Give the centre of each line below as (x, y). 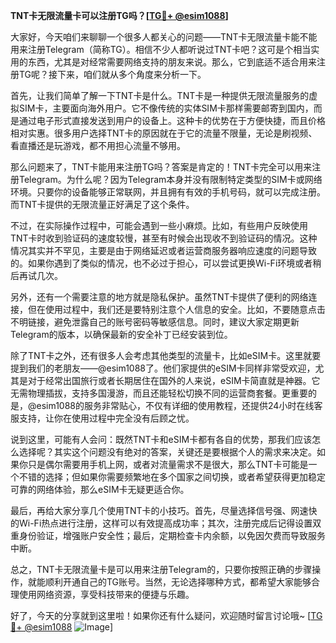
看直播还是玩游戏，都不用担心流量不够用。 (98, 145)
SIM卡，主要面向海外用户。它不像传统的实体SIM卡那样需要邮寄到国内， (166, 108)
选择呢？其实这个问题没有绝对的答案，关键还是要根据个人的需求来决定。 (167, 452)
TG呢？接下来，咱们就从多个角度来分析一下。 (112, 74)
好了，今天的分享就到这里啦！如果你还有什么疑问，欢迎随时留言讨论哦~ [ (161, 615)
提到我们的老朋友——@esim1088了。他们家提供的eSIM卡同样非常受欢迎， (163, 368)
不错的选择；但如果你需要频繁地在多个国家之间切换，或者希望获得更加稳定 (172, 477)
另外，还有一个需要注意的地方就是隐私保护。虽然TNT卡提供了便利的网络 (159, 297)
